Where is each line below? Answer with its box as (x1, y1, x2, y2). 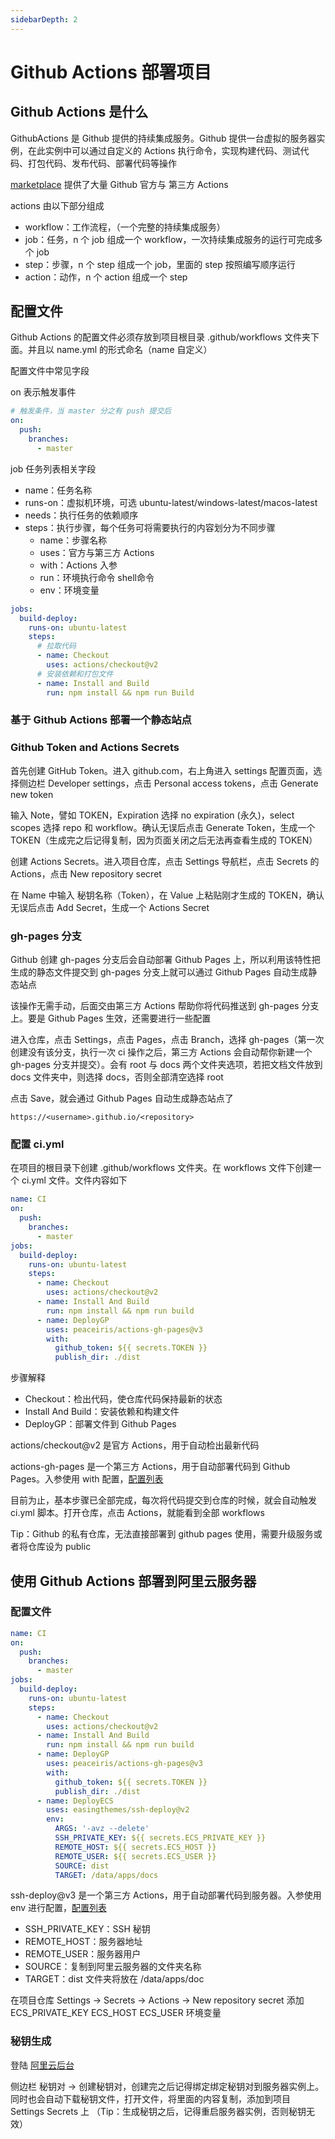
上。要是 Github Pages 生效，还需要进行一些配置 (10, 1012, 212, 1025)
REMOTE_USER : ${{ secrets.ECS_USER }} (54, 1851, 217, 1861)
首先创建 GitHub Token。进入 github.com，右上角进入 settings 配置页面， (10, 764, 314, 776)
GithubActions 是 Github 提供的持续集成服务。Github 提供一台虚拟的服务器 (10, 132, 317, 144)
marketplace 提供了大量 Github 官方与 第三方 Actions (10, 178, 229, 190)
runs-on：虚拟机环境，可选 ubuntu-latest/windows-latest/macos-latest (24, 496, 318, 508)
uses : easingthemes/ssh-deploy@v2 (46, 1805, 190, 1815)
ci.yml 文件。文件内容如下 (21, 1174, 128, 1186)
